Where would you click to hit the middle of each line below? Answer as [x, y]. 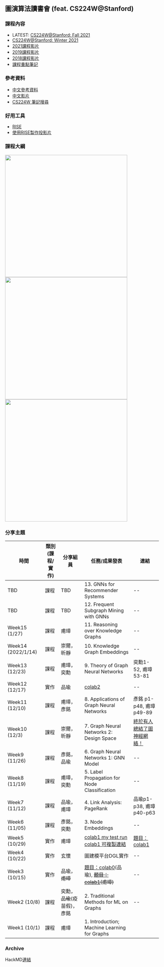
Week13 [17, 665]
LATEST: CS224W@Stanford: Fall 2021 [51, 35]
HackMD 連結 [18, 960]
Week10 [17, 729]
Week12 [17, 683]
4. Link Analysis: [103, 802]
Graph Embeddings [107, 652]
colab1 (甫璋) [99, 882]
